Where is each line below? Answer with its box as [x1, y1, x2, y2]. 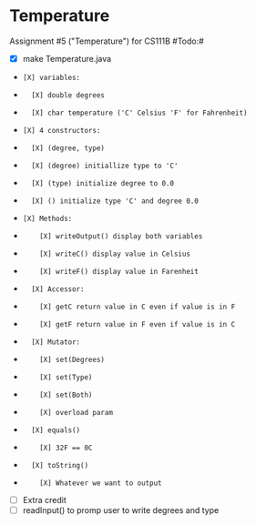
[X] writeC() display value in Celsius [39, 249, 191, 258]
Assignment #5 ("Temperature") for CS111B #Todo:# [9, 35, 205, 46]
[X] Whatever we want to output [39, 479, 162, 488]
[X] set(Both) [39, 390, 93, 399]
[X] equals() [31, 426, 81, 435]
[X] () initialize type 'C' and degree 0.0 [31, 197, 199, 206]
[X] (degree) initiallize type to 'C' [31, 161, 179, 170]
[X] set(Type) [39, 373, 93, 382]
